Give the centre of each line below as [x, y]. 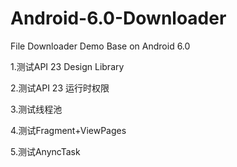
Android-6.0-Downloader [118, 18]
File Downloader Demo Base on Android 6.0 [100, 46]
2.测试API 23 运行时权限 [60, 88]
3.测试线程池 [36, 109]
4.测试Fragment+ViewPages [68, 130]
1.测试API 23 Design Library [67, 66]
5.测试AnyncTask [45, 151]
